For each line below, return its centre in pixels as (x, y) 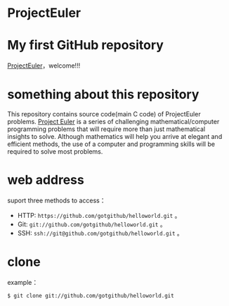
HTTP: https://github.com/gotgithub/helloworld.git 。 (99, 215)
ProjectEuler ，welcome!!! (44, 66)
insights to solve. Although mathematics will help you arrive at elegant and (115, 137)
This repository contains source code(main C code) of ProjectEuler (104, 114)
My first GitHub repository (85, 45)
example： (23, 282)
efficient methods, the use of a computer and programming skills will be (111, 144)
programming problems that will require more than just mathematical (106, 129)
